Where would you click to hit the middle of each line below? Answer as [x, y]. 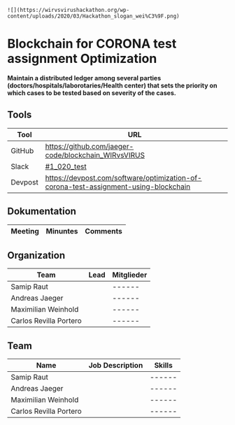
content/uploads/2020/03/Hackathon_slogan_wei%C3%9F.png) [93, 16]
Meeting [25, 231]
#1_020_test [66, 166]
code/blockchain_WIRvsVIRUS [95, 155]
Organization [36, 255]
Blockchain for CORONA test [92, 44]
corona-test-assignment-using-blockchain [118, 187]
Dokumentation [42, 211]
